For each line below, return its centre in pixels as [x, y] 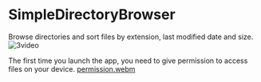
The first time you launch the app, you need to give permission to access [128, 61]
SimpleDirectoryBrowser [92, 15]
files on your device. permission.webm [72, 68]
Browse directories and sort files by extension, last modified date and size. [131, 37]
